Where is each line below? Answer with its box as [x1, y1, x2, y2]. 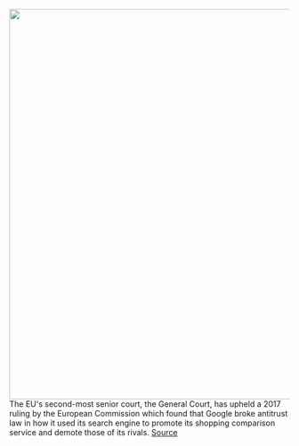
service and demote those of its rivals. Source [9, 427, 178, 437]
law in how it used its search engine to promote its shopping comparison [9, 417, 276, 428]
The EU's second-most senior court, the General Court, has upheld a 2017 [9, 399, 281, 409]
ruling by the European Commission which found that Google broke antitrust [9, 409, 288, 418]
